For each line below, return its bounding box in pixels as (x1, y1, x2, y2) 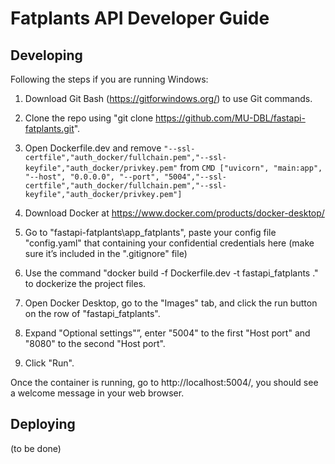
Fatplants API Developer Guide (10, 7, 270, 30)
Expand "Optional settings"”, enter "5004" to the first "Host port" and (24, 327, 311, 339)
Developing (10, 47, 83, 64)
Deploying (10, 416, 76, 433)
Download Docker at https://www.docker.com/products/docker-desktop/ (24, 207, 325, 219)
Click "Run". (24, 357, 75, 369)
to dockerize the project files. (24, 278, 147, 289)
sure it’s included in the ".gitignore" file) (24, 248, 188, 259)
